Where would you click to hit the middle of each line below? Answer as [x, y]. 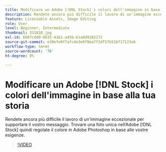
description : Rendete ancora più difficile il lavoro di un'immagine [78, 14]
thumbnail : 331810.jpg [28, 33]
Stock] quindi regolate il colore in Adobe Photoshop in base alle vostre [77, 130]
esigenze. [15, 135]
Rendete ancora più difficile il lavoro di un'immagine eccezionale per [75, 119]
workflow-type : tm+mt [27, 47]
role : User [16, 24]
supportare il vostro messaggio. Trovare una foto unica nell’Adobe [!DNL [79, 125]
